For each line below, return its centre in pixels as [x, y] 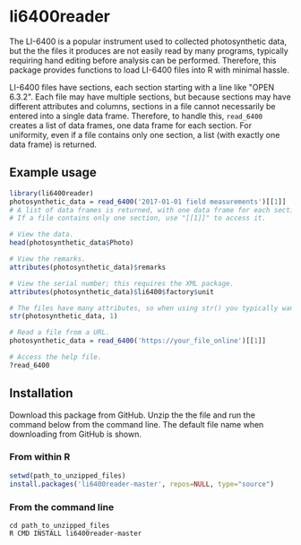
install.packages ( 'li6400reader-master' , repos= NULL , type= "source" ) [142, 484]
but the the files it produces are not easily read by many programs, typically [149, 50]
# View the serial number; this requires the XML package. [122, 283]
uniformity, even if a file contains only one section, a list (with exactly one [145, 134]
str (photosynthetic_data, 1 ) [64, 316]
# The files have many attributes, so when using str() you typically [144, 308]
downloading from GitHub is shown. [75, 434]
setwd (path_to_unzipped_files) [68, 476]
